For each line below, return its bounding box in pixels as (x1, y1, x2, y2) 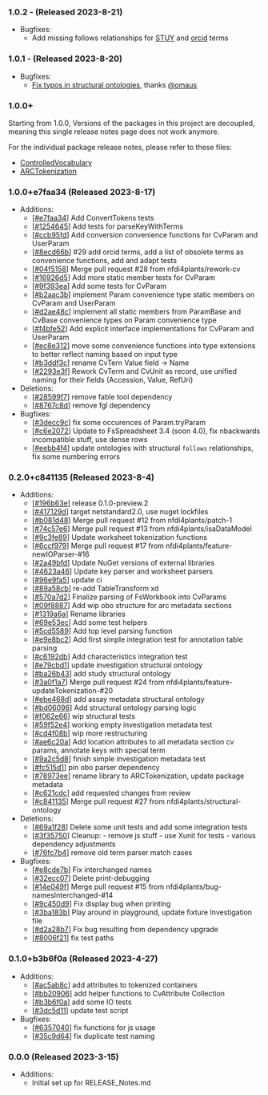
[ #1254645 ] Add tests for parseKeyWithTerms (31, 221, 184, 231)
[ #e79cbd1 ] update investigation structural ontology (31, 660, 203, 670)
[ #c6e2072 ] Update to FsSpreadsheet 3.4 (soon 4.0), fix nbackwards (31, 426, 261, 436)
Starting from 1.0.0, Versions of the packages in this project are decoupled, (8, 118, 255, 128)
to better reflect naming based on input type (31, 350, 178, 359)
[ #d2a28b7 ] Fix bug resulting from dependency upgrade (31, 925, 218, 935)
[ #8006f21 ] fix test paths (31, 933, 114, 943)
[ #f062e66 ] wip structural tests (31, 712, 136, 721)
